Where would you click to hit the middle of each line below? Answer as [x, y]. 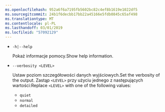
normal [26, 101]
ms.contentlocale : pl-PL [31, 23]
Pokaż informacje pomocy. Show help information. [63, 56]
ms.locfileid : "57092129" [32, 32]
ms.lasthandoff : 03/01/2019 [34, 28]
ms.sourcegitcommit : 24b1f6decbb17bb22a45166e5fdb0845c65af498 [71, 14]
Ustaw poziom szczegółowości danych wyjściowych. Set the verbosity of [86, 75]
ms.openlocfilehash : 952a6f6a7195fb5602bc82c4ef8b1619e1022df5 [71, 10]
